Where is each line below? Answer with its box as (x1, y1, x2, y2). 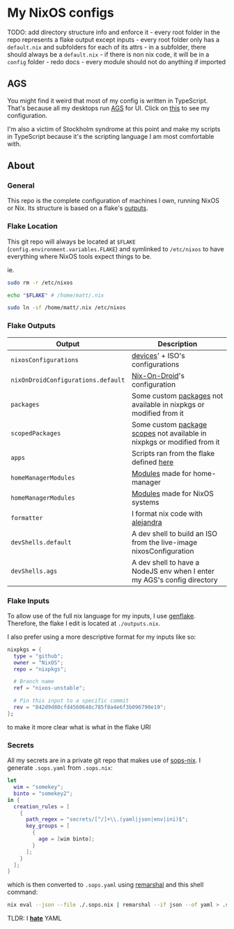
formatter (10, 514, 43, 521)
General (7, 181, 35, 191)
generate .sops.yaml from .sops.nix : (7, 764, 113, 772)
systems (131, 497, 159, 507)
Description (157, 339, 198, 348)
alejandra (131, 517, 162, 527)
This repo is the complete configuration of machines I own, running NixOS (7, 197, 220, 205)
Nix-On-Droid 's (131, 371, 185, 380)
